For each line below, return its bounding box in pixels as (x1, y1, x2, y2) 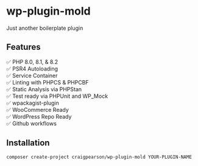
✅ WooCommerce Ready (6, 106, 69, 113)
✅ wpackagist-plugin (6, 99, 59, 106)
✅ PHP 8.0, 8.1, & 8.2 (6, 58, 58, 65)
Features (6, 42, 41, 52)
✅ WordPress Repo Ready (6, 112, 72, 120)
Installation (6, 138, 50, 148)
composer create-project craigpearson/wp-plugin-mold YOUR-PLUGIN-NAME (6, 154, 192, 160)
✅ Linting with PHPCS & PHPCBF (6, 78, 90, 86)
